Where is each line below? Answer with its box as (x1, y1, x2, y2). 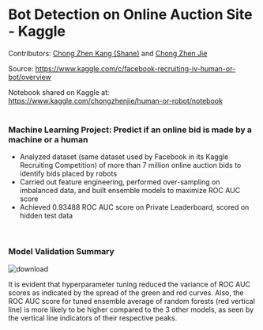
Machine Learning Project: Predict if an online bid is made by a (8, 124, 253, 135)
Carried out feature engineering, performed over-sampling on (19, 177, 220, 187)
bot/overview (8, 72, 51, 82)
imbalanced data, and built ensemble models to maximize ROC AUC (19, 186, 241, 195)
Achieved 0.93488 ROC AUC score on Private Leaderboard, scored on (19, 203, 250, 212)
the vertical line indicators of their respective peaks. (8, 313, 178, 322)
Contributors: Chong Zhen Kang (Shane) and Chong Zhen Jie (8, 48, 208, 58)
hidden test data (19, 211, 73, 221)
